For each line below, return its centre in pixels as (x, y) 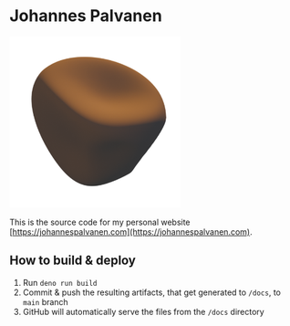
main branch (45, 301)
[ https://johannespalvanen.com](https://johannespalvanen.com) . (131, 231)
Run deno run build (60, 282)
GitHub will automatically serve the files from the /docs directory (143, 311)
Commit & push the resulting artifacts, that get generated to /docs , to (151, 292)
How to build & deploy (73, 261)
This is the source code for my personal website (100, 222)
